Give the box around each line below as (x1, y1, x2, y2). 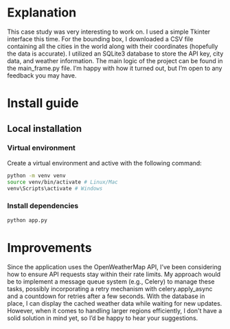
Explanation (7, 5, 77, 21)
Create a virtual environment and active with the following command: (7, 159, 203, 167)
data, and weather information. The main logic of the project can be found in (7, 56, 223, 65)
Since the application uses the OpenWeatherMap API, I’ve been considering (7, 262, 222, 271)
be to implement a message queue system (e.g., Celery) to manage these (7, 277, 215, 286)
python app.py (7, 216, 48, 224)
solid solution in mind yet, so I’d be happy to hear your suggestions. (7, 314, 198, 322)
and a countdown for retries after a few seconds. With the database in (7, 292, 205, 300)
